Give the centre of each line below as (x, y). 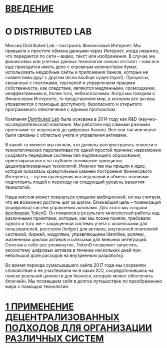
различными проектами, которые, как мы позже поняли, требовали (78, 218)
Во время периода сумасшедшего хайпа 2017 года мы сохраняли (76, 265)
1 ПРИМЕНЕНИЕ (39, 307)
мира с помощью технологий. (37, 286)
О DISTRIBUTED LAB (48, 32)
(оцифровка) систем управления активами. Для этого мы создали (76, 208)
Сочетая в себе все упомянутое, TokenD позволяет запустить (71, 245)
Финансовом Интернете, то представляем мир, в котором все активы (80, 99)
